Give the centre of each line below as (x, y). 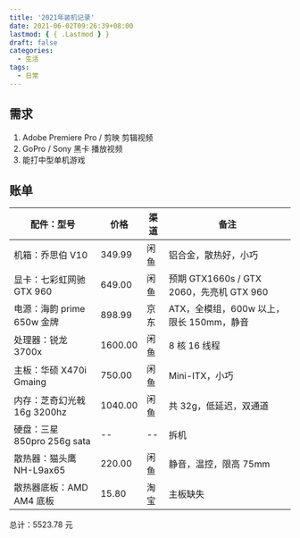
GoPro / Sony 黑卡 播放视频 (72, 148)
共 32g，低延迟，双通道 (219, 406)
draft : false (33, 42)
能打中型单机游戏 (54, 160)
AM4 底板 (34, 501)
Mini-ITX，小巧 (201, 376)
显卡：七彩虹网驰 (50, 280)
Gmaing (30, 382)
